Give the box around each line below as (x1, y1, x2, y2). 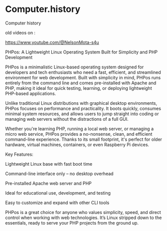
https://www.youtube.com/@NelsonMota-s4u (5, 39, 99, 45)
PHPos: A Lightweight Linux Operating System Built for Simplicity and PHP (5, 49, 158, 55)
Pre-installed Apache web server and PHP (5, 180, 92, 186)
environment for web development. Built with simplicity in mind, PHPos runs (5, 74, 161, 80)
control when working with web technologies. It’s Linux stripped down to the (5, 215, 162, 221)
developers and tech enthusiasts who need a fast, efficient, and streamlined (5, 69, 161, 75)
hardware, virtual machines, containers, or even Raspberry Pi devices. (5, 141, 150, 148)
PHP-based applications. (5, 90, 56, 96)
